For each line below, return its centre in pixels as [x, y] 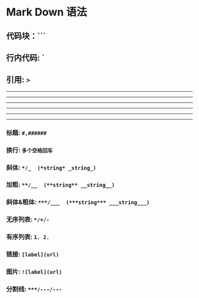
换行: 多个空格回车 [30, 150]
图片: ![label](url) [34, 272]
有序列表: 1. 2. [28, 237]
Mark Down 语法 [46, 12]
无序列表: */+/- [28, 220]
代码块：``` [26, 36]
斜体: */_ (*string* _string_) [51, 168]
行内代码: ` [25, 58]
